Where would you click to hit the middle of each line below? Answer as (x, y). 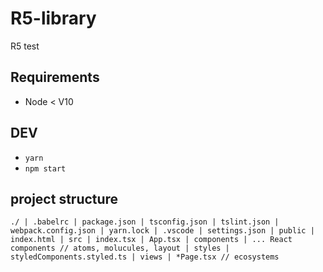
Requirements (55, 77)
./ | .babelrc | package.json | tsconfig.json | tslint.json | (145, 222)
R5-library (53, 18)
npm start (45, 168)
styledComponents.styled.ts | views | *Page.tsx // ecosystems (145, 257)
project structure (64, 198)
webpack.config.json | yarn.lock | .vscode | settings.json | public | (162, 231)
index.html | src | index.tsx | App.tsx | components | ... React (151, 240)
